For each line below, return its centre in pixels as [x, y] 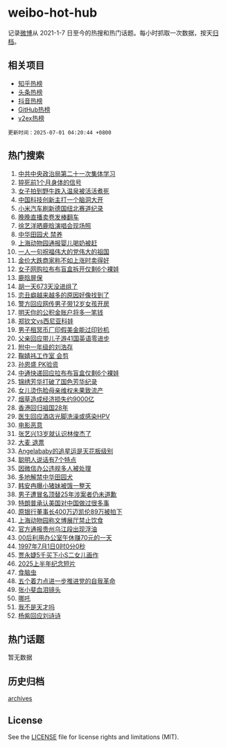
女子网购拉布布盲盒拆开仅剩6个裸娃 [69, 269]
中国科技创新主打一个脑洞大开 [60, 200]
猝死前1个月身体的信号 [50, 182]
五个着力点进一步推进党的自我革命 [67, 581]
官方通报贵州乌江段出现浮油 [58, 529]
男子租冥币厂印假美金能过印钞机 [63, 329]
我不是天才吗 [36, 607]
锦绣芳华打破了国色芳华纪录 [58, 381]
